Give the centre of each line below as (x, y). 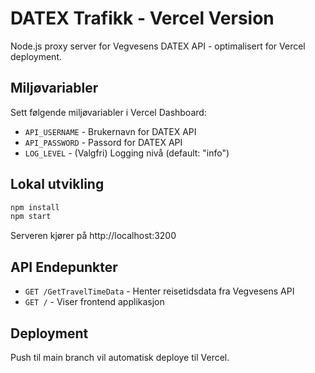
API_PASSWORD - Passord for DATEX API (103, 142)
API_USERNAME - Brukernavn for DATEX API (110, 131)
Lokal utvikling (57, 184)
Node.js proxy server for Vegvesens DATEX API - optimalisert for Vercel (158, 46)
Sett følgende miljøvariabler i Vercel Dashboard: (108, 112)
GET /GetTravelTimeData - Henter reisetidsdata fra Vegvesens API (159, 291)
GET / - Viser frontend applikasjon (94, 302)
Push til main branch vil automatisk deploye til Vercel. (120, 357)
